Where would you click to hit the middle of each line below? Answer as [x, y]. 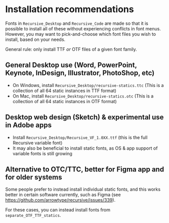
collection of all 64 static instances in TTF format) [64, 91]
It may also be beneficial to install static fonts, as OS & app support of [85, 148]
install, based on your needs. [35, 39]
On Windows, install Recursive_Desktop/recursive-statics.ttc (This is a [88, 85]
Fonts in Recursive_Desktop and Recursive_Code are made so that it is [77, 23]
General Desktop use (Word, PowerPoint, [71, 65]
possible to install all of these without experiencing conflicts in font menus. [83, 28]
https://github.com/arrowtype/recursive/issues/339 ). [60, 200]
